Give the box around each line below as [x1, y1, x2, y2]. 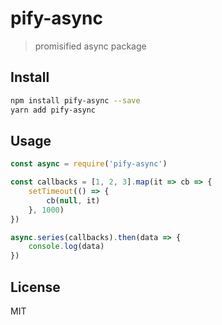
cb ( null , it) [46, 195, 101, 206]
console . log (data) [28, 242, 105, 252]
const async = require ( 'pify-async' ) [10, 159, 168, 169]
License [10, 278, 61, 296]
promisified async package [34, 40, 147, 52]
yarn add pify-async [10, 105, 97, 115]
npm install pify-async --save [10, 95, 141, 106]
